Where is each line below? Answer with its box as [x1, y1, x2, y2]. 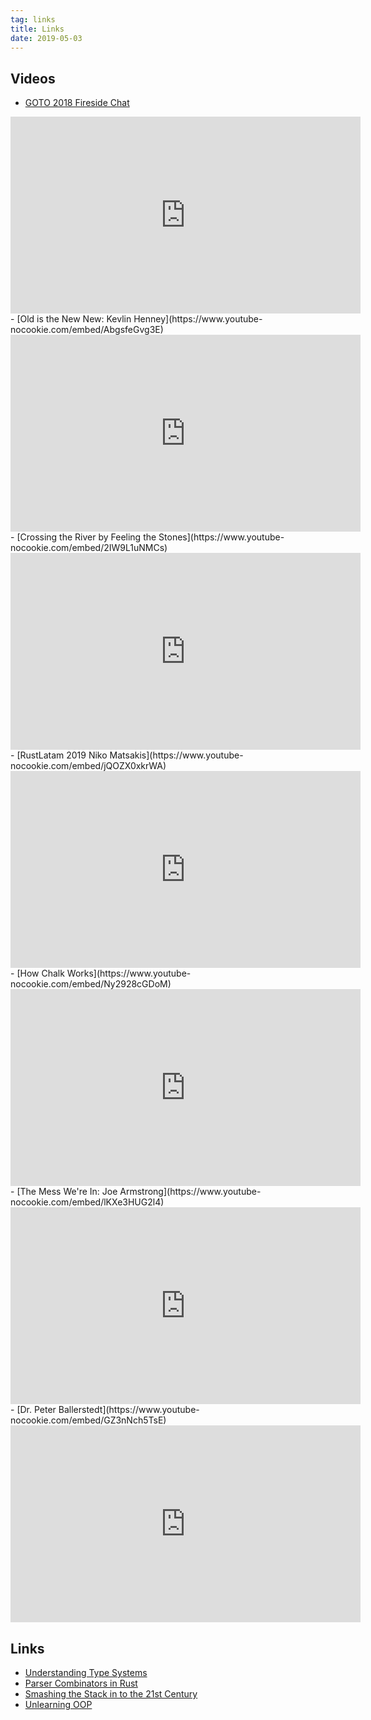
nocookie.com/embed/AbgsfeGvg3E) [10, 324, 164, 336]
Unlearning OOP [24, 1699, 93, 1710]
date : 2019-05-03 [10, 33, 83, 43]
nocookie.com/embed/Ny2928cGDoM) [10, 978, 172, 990]
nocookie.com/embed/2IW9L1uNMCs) [10, 542, 168, 554]
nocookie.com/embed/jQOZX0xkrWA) [10, 760, 167, 772]
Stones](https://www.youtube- [158, 531, 285, 543]
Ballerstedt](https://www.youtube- [58, 1404, 200, 1416]
